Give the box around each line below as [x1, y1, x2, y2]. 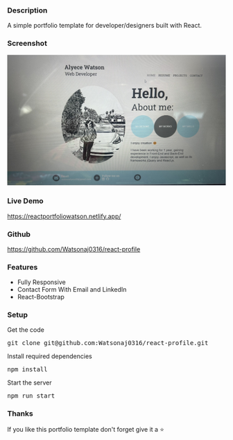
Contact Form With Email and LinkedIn [17, 285, 127, 294]
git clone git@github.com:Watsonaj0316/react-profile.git [7, 339, 209, 347]
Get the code [7, 326, 45, 334]
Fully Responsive [17, 278, 66, 286]
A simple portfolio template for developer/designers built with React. [7, 21, 202, 30]
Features [7, 262, 38, 272]
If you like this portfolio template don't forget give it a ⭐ [7, 425, 164, 433]
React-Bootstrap [17, 293, 64, 301]
